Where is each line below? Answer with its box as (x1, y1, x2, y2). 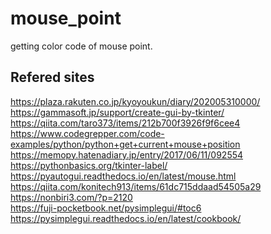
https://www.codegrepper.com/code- (10, 127, 165, 139)
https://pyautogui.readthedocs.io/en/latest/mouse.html (10, 170, 237, 182)
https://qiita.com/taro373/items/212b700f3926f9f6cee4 (10, 117, 241, 129)
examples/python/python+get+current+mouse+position (10, 138, 241, 150)
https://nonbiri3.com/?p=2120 (10, 191, 133, 203)
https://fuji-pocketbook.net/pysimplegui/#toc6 (10, 202, 202, 214)
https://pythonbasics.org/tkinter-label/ (10, 159, 168, 171)
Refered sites (10, 69, 95, 86)
